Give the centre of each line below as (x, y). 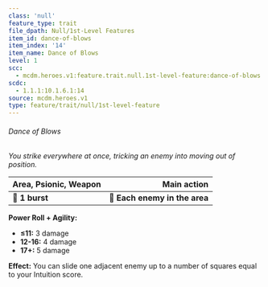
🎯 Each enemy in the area (159, 198)
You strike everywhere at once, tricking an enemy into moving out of (122, 156)
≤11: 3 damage (44, 233)
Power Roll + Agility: (43, 218)
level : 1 (23, 61)
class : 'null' (32, 16)
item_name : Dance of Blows (54, 53)
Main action (186, 184)
